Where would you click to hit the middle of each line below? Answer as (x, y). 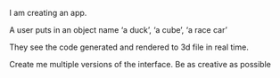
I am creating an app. (48, 13)
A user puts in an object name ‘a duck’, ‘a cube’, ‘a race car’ (118, 30)
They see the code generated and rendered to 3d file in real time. (129, 47)
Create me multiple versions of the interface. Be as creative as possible (140, 64)
